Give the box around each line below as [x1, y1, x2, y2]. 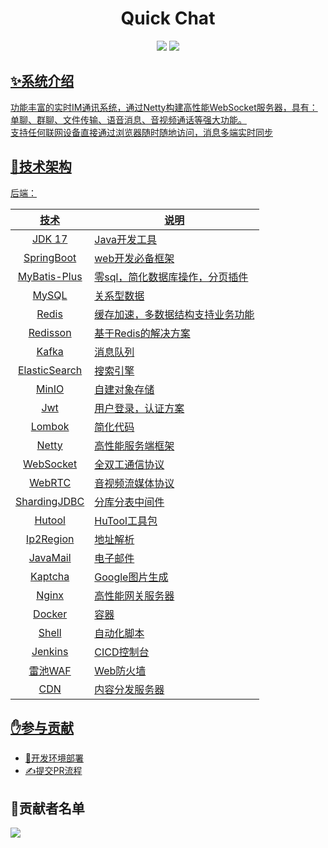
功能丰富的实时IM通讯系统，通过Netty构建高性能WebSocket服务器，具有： [10, 101, 318, 113]
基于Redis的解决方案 [94, 326, 191, 340]
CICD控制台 [94, 645, 150, 659]
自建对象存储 [94, 382, 155, 396]
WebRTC [29, 475, 72, 489]
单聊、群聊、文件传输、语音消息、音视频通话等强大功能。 [10, 113, 247, 126]
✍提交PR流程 [24, 765, 83, 777]
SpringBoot [23, 250, 77, 264]
